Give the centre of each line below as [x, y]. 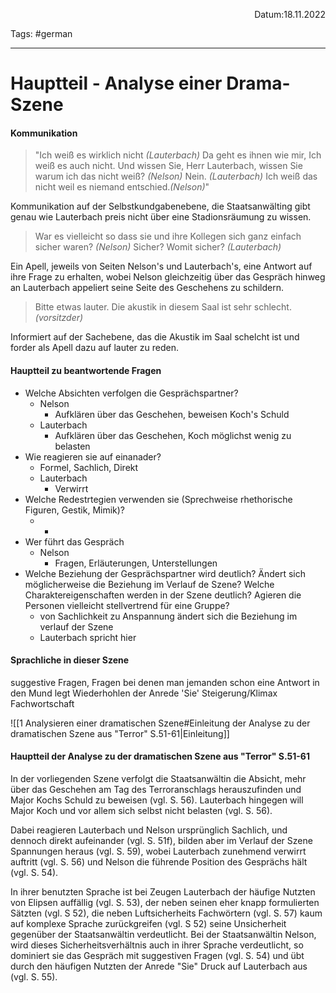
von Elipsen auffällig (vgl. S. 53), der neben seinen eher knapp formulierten [165, 902]
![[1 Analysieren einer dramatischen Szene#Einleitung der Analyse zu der [160, 723]
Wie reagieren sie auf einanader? [93, 456]
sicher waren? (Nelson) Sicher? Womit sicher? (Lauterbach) [158, 247]
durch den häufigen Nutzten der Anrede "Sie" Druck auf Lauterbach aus [159, 966]
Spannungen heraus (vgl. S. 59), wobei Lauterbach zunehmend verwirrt [158, 851]
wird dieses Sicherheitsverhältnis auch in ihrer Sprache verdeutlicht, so [157, 945]
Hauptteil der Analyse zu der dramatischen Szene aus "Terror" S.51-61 [160, 756]
